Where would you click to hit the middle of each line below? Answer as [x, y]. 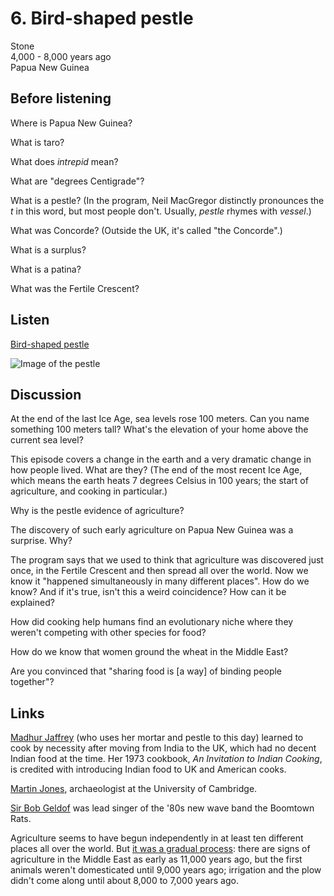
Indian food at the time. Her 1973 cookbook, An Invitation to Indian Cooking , [166, 759]
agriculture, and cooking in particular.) [89, 491]
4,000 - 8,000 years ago [61, 56]
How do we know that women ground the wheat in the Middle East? [149, 652]
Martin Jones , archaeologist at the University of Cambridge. [134, 789]
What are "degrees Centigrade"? [77, 181]
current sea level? [47, 440]
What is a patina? [46, 269]
